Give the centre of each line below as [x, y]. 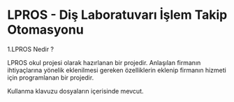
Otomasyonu [45, 30]
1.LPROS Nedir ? [31, 49]
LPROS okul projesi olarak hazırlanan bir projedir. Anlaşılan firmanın [104, 62]
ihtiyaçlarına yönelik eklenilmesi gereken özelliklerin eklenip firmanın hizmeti [117, 70]
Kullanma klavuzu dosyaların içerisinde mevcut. [75, 91]
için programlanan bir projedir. [51, 78]
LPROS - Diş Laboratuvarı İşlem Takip [117, 15]
